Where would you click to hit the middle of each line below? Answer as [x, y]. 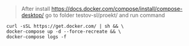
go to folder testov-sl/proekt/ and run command [105, 15]
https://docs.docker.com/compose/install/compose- [117, 9]
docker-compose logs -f [37, 37]
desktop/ [33, 15]
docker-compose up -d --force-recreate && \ [64, 31]
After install [36, 9]
